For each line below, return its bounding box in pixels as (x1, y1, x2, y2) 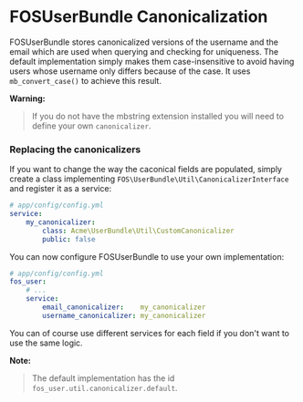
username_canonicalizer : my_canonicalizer (42, 311, 206, 320)
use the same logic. (9, 337, 84, 348)
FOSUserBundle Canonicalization (9, 6, 268, 27)
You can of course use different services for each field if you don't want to (9, 327, 290, 338)
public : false (42, 234, 96, 243)
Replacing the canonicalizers (9, 143, 141, 156)
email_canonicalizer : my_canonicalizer (42, 303, 206, 312)
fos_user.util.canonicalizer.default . (31, 382, 178, 393)
